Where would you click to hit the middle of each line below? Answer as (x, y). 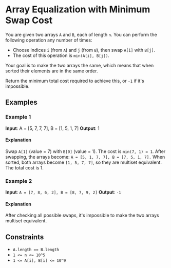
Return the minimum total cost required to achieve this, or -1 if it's (75, 81)
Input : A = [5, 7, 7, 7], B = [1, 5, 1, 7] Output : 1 (52, 128)
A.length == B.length (36, 250)
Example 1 (18, 117)
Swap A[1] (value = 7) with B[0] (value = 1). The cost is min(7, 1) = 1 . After (85, 151)
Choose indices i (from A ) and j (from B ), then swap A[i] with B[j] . (84, 50)
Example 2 (19, 181)
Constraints (25, 237)
